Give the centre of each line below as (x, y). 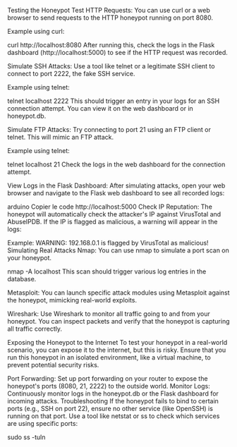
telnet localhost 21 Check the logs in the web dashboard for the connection (116, 164)
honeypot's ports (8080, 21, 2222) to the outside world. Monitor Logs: (109, 386)
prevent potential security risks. (53, 365)
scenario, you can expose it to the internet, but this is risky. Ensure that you (117, 350)
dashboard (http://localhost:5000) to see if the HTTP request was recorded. (117, 53)
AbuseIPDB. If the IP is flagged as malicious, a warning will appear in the (113, 222)
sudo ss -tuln (26, 437)
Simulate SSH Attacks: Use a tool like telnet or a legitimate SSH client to (111, 66)
